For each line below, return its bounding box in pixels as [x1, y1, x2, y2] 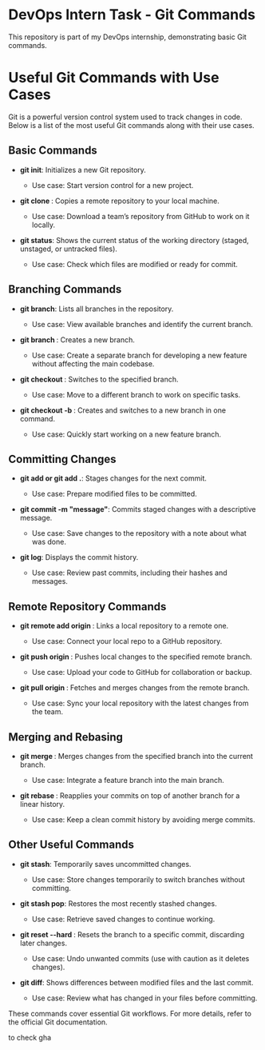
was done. [31, 537, 66, 547]
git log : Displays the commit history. [19, 553, 139, 562]
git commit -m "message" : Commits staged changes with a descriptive [19, 505, 257, 514]
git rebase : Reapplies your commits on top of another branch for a [19, 790, 240, 800]
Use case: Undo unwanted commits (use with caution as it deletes [31, 953, 250, 963]
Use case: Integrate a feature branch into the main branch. [31, 775, 225, 785]
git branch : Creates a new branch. [19, 334, 136, 345]
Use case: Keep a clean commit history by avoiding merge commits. [31, 814, 255, 824]
